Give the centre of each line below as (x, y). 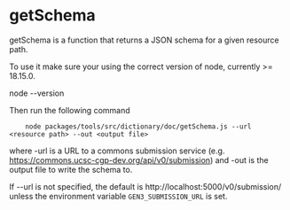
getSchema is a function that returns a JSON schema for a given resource (144, 40)
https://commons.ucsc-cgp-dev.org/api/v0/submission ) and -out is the (139, 159)
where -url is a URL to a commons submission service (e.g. (117, 151)
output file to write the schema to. (71, 169)
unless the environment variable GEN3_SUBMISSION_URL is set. (118, 196)
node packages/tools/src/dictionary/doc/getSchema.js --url (138, 126)
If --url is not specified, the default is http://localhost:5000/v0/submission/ (145, 186)
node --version (37, 93)
